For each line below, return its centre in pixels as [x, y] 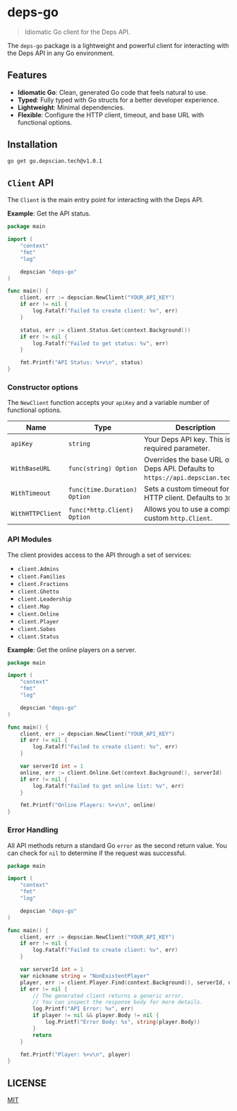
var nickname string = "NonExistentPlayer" [85, 976]
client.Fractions [43, 584]
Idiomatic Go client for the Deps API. [77, 32]
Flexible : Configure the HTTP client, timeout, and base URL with [111, 114]
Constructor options [43, 387]
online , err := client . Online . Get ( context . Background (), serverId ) [121, 772]
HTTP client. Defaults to [184, 498]
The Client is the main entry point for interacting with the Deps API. [105, 200]
